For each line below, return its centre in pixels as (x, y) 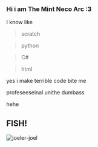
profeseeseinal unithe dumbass (45, 93)
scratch (31, 34)
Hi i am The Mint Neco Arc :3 (49, 9)
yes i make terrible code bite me (46, 81)
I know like (20, 22)
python (30, 46)
